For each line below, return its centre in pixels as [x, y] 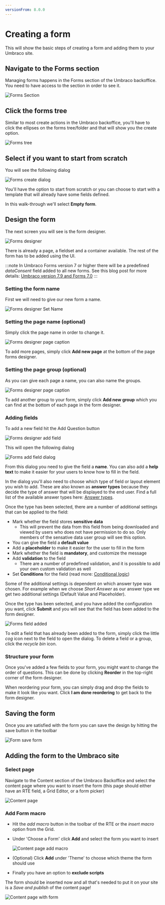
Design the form [30, 219]
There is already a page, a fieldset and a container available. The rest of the [82, 250]
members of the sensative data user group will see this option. [83, 537]
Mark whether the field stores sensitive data [58, 522]
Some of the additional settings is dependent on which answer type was [78, 584]
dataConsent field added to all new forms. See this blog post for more [76, 271]
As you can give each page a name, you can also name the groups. [73, 380]
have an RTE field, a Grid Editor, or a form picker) [55, 791]
